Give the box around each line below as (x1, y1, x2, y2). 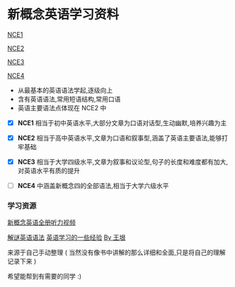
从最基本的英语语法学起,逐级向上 (17, 86, 113, 94)
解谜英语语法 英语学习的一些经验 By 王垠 (7, 233, 126, 242)
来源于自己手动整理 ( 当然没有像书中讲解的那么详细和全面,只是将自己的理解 (7, 248, 227, 257)
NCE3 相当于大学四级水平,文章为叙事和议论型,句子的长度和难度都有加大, (17, 158, 229, 166)
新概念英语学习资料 (7, 6, 120, 23)
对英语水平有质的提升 (17, 167, 80, 175)
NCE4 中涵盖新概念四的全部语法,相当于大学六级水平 (17, 182, 169, 190)
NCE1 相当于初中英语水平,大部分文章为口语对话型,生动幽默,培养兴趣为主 (17, 118, 227, 127)
